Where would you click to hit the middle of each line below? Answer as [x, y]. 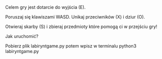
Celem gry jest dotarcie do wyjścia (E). [45, 7]
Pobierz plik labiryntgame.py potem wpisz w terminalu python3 [71, 46]
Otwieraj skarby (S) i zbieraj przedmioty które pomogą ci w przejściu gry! [81, 26]
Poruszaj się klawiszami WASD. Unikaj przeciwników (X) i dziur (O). [75, 17]
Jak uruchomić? [22, 36]
